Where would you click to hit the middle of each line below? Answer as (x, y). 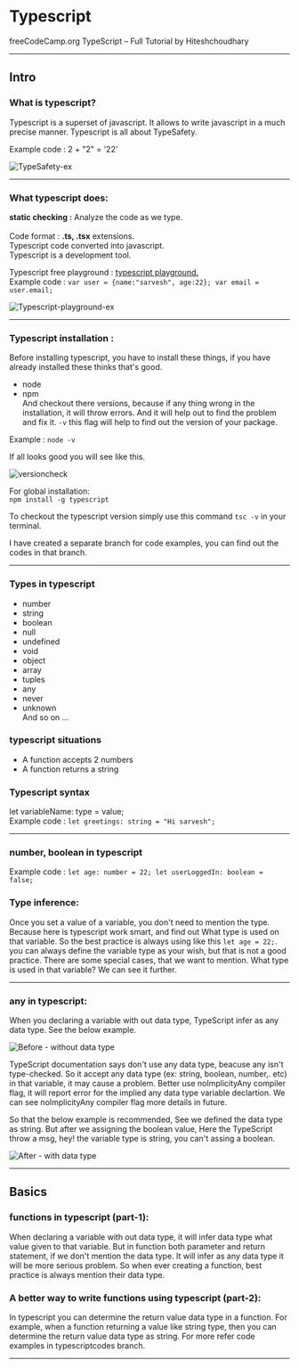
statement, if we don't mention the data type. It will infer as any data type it (147, 1256)
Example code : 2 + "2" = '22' (64, 149)
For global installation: (50, 491)
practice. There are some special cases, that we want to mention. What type (149, 960)
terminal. (25, 526)
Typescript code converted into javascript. (87, 245)
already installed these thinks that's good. (86, 367)
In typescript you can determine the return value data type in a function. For (148, 1317)
